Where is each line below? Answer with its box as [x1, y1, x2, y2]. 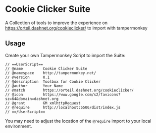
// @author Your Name [5, 83, 63, 88]
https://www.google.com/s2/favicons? [43, 92, 121, 97]
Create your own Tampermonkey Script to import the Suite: [5, 52, 126, 58]
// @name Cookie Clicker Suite [5, 66, 88, 71]
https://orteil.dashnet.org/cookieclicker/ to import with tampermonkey [5, 25, 148, 31]
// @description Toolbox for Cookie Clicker [5, 79, 101, 84]
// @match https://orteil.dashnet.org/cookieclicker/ [5, 88, 134, 93]
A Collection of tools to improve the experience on [5, 20, 108, 26]
